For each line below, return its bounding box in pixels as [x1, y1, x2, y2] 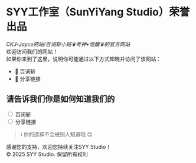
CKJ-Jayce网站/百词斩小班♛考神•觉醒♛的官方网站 [6, 41, 130, 48]
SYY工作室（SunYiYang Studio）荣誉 [6, 5, 190, 19]
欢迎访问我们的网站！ [6, 48, 58, 55]
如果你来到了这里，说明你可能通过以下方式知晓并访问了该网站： [6, 55, 161, 62]
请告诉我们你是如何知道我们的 [6, 94, 115, 104]
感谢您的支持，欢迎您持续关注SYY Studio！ [6, 143, 112, 150]
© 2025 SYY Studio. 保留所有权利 [6, 151, 88, 158]
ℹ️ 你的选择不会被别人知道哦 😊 [20, 131, 93, 138]
